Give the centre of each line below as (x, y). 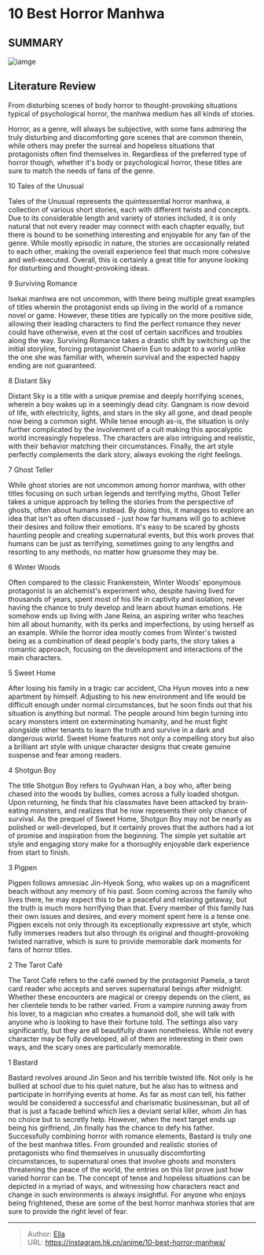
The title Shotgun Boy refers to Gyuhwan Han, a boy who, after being (120, 785)
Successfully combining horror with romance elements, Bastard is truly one (130, 1136)
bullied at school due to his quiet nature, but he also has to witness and (123, 1086)
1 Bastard (23, 1062)
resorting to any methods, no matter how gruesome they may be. (113, 552)
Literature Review (52, 86)
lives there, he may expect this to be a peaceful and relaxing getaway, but (128, 899)
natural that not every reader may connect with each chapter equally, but (126, 226)
